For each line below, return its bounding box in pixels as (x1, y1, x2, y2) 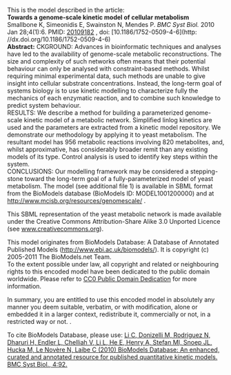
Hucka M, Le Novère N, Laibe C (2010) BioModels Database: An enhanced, (7, 345, 220, 354)
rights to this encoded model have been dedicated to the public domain (7, 267, 210, 276)
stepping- (190, 167, 219, 175)
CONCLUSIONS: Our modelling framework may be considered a (7, 167, 189, 175)
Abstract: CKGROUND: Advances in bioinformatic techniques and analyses (7, 43, 222, 50)
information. (7, 282, 42, 290)
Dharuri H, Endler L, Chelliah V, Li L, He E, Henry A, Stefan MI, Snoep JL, (7, 338, 212, 346)
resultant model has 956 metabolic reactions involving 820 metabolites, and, (7, 138, 225, 146)
